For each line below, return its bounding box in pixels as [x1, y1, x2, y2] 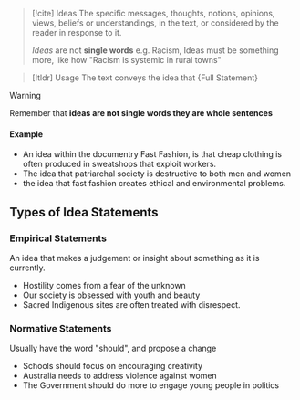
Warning [9, 90, 41, 100]
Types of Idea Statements [9, 205, 159, 220]
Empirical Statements [9, 232, 108, 245]
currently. [9, 262, 46, 273]
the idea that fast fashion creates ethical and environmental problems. [22, 178, 286, 189]
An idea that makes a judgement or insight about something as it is [9, 252, 260, 263]
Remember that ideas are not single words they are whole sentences [9, 108, 274, 118]
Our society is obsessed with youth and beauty [22, 289, 201, 300]
